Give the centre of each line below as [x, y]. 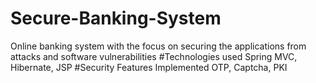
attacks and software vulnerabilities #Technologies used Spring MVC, [154, 56]
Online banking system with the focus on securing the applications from [158, 46]
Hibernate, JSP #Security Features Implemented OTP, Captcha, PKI [149, 67]
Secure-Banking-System [116, 18]
